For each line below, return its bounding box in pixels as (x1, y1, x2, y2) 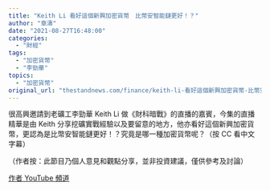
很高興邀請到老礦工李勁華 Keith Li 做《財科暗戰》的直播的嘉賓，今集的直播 (8, 109, 256, 119)
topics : (8, 71, 35, 79)
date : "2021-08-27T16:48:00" (8, 26, 106, 34)
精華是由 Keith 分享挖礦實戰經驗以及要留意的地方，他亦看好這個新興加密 (8, 119, 247, 129)
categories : (8, 34, 48, 42)
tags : (8, 49, 27, 57)
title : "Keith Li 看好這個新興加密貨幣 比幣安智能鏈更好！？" (8, 11, 199, 20)
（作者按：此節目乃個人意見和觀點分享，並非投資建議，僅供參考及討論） (8, 156, 247, 166)
